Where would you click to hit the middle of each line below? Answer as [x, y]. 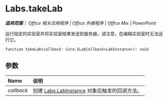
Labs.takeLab [34, 9]
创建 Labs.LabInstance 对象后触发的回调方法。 [87, 91]
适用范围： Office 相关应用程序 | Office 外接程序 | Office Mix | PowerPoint [81, 23]
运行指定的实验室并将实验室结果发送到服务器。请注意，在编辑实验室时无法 [82, 33]
